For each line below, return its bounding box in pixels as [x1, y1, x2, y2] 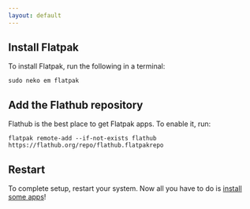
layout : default [8, 11, 62, 20]
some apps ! [8, 192, 47, 202]
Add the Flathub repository [8, 98, 144, 111]
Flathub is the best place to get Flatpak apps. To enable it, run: [8, 119, 211, 129]
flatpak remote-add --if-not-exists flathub [8, 135, 157, 143]
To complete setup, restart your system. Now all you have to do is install [8, 184, 242, 193]
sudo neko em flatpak [8, 77, 80, 85]
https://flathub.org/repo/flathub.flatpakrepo [8, 141, 164, 150]
